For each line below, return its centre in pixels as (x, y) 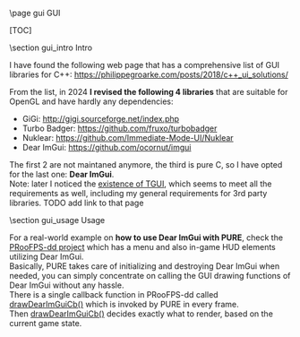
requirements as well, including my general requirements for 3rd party (138, 193)
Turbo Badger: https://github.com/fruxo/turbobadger (120, 128)
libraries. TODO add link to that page (77, 203)
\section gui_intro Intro (51, 48)
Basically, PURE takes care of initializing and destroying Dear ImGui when (145, 266)
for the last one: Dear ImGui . (62, 174)
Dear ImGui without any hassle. (67, 285)
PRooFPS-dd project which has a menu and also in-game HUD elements (142, 247)
